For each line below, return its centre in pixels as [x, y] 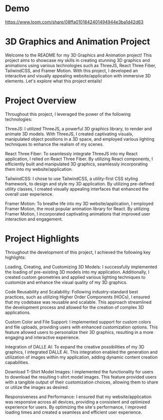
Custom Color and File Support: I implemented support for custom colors [78, 322]
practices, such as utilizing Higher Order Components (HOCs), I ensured [77, 297]
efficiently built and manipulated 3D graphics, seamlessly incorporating [76, 164]
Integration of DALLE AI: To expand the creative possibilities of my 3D [75, 347]
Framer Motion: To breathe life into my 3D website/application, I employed [79, 203]
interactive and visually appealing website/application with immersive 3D [78, 75]
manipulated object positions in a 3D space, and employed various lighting [80, 139]
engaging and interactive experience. [43, 337]
